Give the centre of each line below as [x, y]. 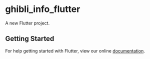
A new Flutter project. [27, 23]
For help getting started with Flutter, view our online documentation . [75, 50]
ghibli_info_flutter [43, 9]
